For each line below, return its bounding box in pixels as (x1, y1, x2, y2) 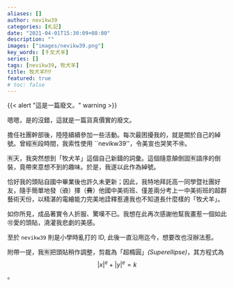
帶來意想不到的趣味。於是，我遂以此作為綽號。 (25, 163, 160, 171)
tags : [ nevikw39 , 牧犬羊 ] (7, 62, 79, 69)
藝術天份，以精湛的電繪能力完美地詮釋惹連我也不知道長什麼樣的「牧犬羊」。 (7, 195, 224, 204)
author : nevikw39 (7, 17, 58, 24)
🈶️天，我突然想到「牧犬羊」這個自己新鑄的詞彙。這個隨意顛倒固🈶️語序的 (7, 154, 214, 163)
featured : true (7, 74, 52, 82)
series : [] (7, 56, 39, 63)
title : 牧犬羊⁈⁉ (7, 68, 52, 75)
